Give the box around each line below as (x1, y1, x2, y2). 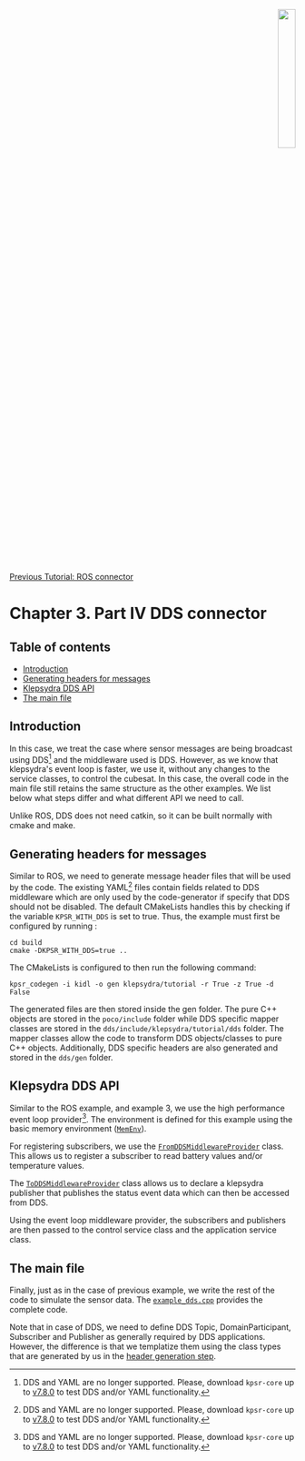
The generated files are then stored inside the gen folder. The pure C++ (9, 1003, 278, 1014)
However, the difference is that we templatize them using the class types (9, 1341, 281, 1352)
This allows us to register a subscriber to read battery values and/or (9, 1151, 263, 1162)
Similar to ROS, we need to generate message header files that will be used (9, 870, 291, 882)
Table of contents (9, 639, 111, 654)
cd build (9, 938, 43, 947)
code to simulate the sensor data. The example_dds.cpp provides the (9, 1294, 263, 1305)
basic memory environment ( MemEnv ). (9, 1123, 147, 1134)
